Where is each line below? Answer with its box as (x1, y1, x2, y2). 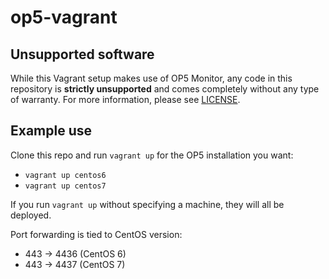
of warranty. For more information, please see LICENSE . (10, 94, 241, 105)
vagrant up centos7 (24, 181, 107, 191)
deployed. (10, 209, 52, 221)
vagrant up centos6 (24, 170, 107, 180)
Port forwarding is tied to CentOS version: (10, 228, 183, 240)
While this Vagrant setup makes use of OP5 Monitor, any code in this (10, 72, 293, 84)
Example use (10, 122, 93, 140)
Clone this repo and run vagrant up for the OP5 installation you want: (10, 149, 294, 161)
